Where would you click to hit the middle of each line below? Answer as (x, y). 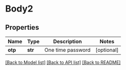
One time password (68, 50)
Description (68, 42)
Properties (22, 27)
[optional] (107, 50)
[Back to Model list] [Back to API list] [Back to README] (63, 62)
